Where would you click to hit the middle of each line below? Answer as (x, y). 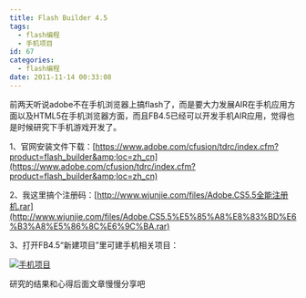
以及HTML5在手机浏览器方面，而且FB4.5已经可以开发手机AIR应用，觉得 (152, 116)
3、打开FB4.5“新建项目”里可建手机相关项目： (94, 245)
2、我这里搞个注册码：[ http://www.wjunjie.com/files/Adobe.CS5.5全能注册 (149, 195)
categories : (32, 60)
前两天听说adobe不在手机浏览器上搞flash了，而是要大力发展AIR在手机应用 (149, 104)
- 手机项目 (36, 43)
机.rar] (21, 206)
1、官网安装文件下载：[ (52, 146)
